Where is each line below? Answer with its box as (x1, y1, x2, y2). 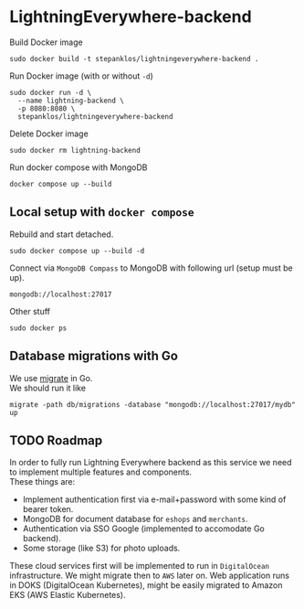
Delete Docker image (9, 128, 89, 139)
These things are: (9, 476, 76, 487)
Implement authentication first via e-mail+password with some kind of (22, 494, 287, 505)
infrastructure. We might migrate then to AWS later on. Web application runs (9, 570, 290, 582)
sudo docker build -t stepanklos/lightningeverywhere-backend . (9, 54, 259, 63)
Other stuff (9, 305, 50, 316)
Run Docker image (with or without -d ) (9, 70, 153, 81)
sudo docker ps (9, 323, 68, 333)
